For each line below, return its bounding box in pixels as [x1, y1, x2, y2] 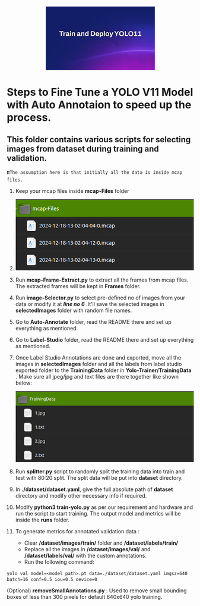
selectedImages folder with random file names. [15, 307, 132, 314]
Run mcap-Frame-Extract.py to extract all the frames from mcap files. [15, 276, 189, 283]
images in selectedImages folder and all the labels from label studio [15, 361, 182, 367]
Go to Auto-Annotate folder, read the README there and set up [15, 318, 172, 325]
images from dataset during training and [7, 143, 159, 154]
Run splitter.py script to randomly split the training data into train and [15, 468, 185, 475]
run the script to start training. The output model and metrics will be [15, 510, 181, 517]
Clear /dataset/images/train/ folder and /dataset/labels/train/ [24, 539, 179, 546]
